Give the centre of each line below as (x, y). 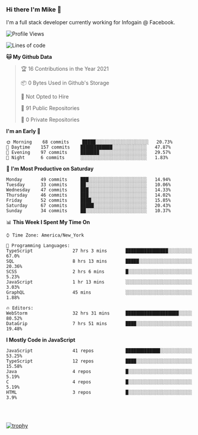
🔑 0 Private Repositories (50, 120)
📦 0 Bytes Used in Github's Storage (65, 83)
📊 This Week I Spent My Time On (48, 222)
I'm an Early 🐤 (23, 131)
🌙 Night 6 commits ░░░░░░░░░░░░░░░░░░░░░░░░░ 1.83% (87, 158)
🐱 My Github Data (29, 57)
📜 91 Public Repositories (50, 108)
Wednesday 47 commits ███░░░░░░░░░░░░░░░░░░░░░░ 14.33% (88, 190)
